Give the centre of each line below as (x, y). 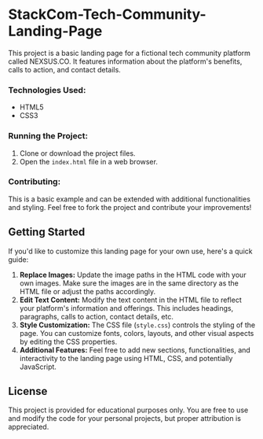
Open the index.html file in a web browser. (89, 161)
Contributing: (35, 182)
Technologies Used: (47, 90)
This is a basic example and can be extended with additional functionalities (130, 199)
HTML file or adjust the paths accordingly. (87, 291)
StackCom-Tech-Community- (107, 15)
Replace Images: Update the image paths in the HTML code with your (133, 275)
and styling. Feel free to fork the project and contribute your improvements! (130, 207)
